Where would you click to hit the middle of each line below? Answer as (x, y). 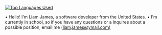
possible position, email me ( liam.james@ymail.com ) (58, 27)
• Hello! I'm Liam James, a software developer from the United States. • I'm (81, 17)
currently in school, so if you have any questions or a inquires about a (75, 22)
